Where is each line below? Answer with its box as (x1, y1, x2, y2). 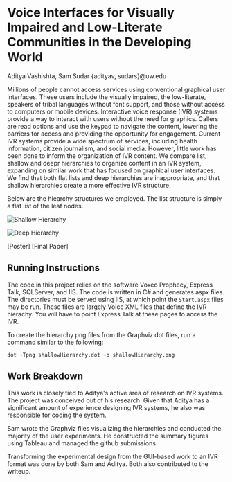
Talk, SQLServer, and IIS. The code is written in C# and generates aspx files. (7, 287, 225, 296)
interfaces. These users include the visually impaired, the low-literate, (7, 92, 206, 101)
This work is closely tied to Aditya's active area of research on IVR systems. (7, 389, 224, 397)
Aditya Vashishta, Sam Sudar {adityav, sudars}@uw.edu (7, 71, 167, 80)
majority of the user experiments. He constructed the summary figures (7, 431, 209, 440)
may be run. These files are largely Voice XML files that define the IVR (7, 303, 207, 311)
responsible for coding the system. (7, 411, 107, 419)
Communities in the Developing (7, 35, 192, 50)
